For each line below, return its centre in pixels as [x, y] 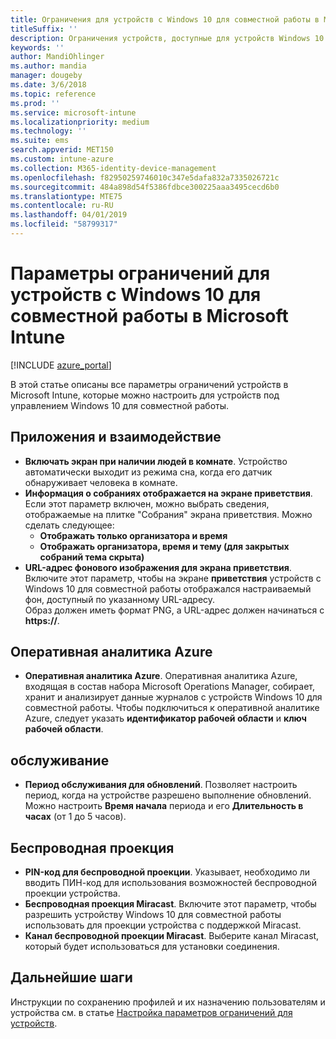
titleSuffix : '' [44, 29]
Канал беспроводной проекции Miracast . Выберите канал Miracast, [172, 936]
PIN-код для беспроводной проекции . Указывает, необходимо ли [167, 872]
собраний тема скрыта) [92, 557]
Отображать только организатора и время [133, 535]
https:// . [42, 620]
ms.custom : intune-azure [62, 159]
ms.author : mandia [48, 66]
